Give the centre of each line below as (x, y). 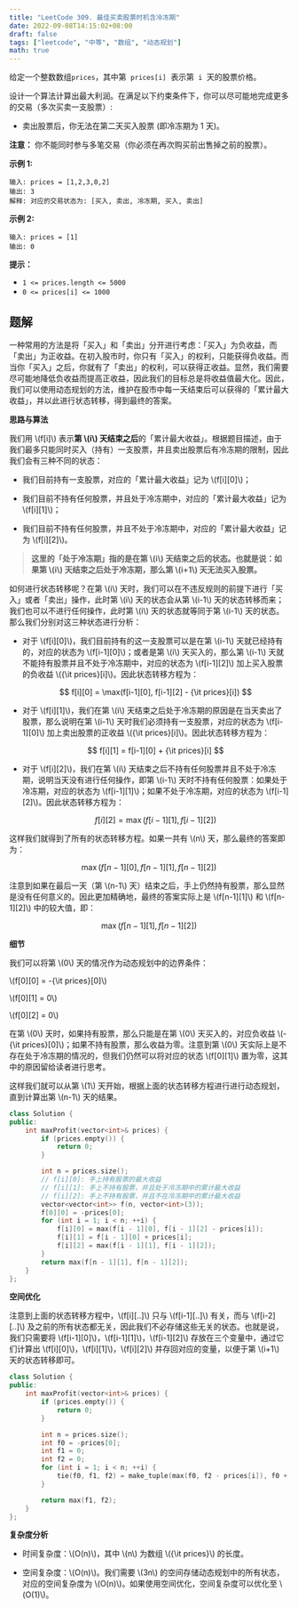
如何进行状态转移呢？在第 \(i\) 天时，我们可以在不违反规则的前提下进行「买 (146, 588)
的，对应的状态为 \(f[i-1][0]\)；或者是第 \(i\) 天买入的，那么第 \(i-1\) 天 (149, 651)
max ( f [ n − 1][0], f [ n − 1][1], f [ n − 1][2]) (149, 867)
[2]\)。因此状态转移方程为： (73, 802)
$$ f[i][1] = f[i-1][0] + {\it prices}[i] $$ (156, 750)
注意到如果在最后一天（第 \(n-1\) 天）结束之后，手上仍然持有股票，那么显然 (147, 885)
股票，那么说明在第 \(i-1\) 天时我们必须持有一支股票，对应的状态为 (143, 721)
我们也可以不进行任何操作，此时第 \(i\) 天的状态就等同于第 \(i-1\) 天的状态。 (147, 610)
